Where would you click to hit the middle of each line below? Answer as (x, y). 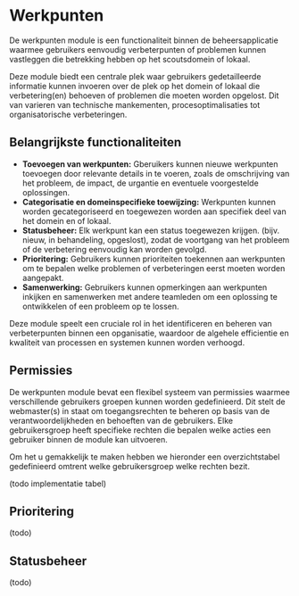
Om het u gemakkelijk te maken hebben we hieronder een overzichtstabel (145, 457)
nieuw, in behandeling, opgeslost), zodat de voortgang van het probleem (156, 240)
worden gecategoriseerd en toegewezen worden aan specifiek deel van (154, 211)
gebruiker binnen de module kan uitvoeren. (88, 439)
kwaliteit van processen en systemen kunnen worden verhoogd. (127, 342)
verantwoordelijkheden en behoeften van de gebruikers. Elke (121, 420)
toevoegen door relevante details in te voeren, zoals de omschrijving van (156, 173)
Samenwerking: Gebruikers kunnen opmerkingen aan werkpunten (145, 287)
